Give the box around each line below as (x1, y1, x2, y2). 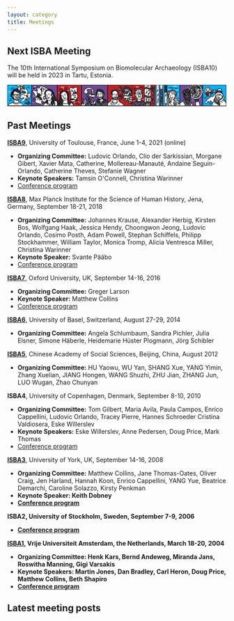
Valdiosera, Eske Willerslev (17, 420, 95, 428)
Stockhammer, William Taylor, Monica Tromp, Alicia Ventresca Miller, (17, 237, 214, 246)
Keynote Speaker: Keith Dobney (17, 491, 112, 499)
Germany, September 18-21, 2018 (7, 202, 103, 210)
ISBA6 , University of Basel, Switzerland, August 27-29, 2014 (7, 315, 181, 324)
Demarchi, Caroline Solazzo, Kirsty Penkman (17, 484, 146, 492)
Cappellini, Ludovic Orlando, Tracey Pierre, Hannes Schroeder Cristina (17, 412, 220, 420)
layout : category (7, 11, 58, 18)
